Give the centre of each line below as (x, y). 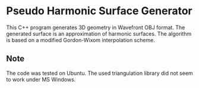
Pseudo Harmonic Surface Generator (99, 11)
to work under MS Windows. (41, 79)
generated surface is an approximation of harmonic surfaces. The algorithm (99, 33)
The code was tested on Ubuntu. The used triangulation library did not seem (99, 73)
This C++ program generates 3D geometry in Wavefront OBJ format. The (96, 27)
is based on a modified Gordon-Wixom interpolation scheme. (81, 40)
